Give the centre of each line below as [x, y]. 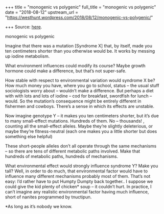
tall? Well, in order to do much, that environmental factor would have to [76, 171]
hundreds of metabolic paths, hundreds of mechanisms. [62, 156]
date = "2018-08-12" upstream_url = [42, 12]
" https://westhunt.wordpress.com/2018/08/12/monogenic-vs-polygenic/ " [79, 17]
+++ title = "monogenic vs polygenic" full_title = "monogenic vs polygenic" [81, 7]
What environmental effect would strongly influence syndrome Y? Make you [82, 166]
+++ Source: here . [24, 27]
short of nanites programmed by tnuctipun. [48, 197]
